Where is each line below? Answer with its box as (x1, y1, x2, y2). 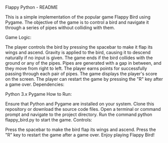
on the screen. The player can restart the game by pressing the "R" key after (5, 76, 163, 82)
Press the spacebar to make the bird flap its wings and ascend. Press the (5, 126, 156, 132)
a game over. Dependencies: (5, 81, 65, 87)
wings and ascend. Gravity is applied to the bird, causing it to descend (5, 50, 151, 55)
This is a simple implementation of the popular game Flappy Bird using (5, 14, 150, 20)
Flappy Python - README (5, 5, 58, 10)
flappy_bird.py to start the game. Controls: (5, 117, 92, 122)
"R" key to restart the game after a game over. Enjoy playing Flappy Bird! (5, 132, 154, 137)
